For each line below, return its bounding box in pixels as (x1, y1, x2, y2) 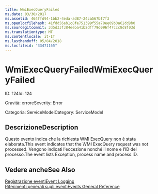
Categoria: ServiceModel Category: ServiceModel (5, 109, 103, 115)
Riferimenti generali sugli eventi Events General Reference (5, 184, 120, 190)
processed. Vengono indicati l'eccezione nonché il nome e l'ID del (5, 146, 137, 152)
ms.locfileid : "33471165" (5, 43, 57, 48)
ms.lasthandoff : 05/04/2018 (5, 39, 62, 44)
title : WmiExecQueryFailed (5, 7, 60, 12)
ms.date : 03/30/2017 (5, 12, 47, 16)
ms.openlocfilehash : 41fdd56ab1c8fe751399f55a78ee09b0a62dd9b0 (5, 20, 136, 26)
